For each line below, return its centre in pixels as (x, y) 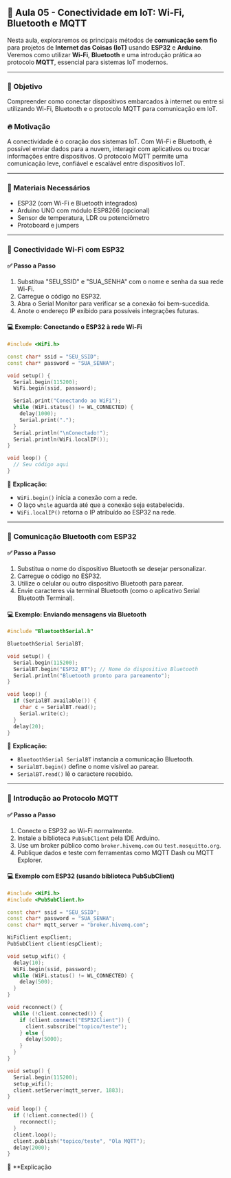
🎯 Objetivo (25, 86)
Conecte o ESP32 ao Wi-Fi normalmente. (75, 830)
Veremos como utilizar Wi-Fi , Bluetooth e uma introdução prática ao (104, 54)
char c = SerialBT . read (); (58, 708)
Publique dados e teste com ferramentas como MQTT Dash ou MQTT (115, 852)
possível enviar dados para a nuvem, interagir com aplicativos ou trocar (109, 149)
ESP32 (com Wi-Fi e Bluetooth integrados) (77, 203)
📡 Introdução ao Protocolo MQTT (63, 799)
